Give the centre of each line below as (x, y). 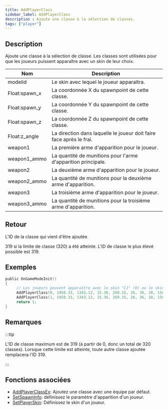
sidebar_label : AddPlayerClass (38, 14)
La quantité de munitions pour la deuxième (101, 178)
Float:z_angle (23, 136)
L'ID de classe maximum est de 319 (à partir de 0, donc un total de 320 (78, 344)
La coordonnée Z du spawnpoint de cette (100, 119)
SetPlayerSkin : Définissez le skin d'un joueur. (59, 403)
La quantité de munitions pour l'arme (95, 156)
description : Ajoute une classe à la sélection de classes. (70, 19)
